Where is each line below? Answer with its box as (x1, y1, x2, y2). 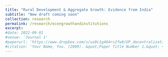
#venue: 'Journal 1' (5, 35, 48, 40)
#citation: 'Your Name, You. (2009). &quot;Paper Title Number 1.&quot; (5, 44, 160, 49)
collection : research (5, 16, 50, 21)
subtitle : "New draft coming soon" (5, 12, 79, 17)
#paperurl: (5, 40, 28, 45)
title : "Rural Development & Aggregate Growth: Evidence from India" (5, 7, 153, 12)
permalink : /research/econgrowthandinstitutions (5, 21, 108, 26)
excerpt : (5, 26, 23, 31)
